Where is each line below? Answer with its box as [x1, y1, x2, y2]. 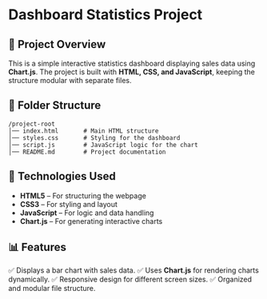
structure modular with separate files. [8, 76, 132, 85]
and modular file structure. [8, 284, 96, 293]
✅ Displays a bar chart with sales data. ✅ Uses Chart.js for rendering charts [8, 265, 260, 275]
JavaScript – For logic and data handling [19, 208, 154, 217]
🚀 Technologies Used [8, 169, 116, 183]
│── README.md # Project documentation [8, 148, 166, 156]
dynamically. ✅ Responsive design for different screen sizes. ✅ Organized [8, 274, 253, 285]
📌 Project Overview [8, 38, 106, 51]
